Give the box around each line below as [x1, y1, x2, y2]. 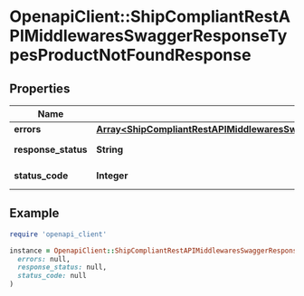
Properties [9, 81, 71, 96]
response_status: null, [17, 263, 107, 272]
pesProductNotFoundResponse [9, 45, 252, 65]
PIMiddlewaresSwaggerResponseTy [9, 25, 288, 46]
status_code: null [17, 272, 88, 281]
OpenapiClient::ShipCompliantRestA [9, 6, 291, 27]
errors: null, [17, 254, 71, 263]
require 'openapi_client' [9, 229, 107, 239]
